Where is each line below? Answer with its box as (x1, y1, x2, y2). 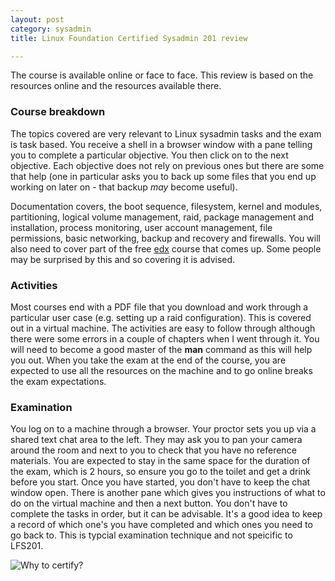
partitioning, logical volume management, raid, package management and (10, 211, 315, 223)
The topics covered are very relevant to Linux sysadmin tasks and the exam (10, 127, 322, 140)
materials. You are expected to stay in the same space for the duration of (10, 455, 311, 467)
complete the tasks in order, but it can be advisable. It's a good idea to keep (10, 508, 323, 520)
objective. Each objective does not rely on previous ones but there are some (10, 159, 325, 171)
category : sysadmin (10, 24, 92, 34)
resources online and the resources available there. (10, 80, 222, 92)
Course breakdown (10, 105, 106, 119)
